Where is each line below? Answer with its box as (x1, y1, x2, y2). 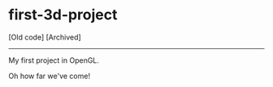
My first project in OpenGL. (8, 55, 100, 65)
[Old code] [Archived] (8, 32, 81, 42)
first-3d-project (8, 6, 118, 24)
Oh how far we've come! (8, 71, 91, 81)
